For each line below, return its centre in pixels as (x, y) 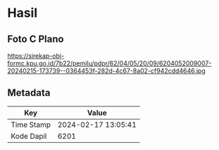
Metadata (29, 93)
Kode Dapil (29, 136)
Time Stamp (31, 125)
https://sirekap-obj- (36, 56)
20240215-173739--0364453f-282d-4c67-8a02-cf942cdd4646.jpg (106, 71)
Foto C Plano (36, 39)
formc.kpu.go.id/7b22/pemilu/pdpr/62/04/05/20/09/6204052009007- (109, 63)
